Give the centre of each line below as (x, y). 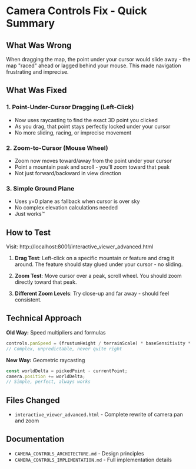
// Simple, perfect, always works (49, 382)
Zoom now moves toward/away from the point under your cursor (93, 160)
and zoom (27, 421)
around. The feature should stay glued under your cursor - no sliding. (99, 264)
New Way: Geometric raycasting (46, 360)
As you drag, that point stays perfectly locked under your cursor (92, 126)
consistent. (28, 300)
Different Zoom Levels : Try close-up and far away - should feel (92, 294)
